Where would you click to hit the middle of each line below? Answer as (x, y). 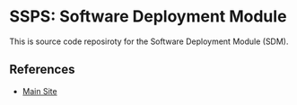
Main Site (39, 91)
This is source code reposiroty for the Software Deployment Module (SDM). (149, 41)
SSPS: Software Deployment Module (148, 17)
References (42, 70)
